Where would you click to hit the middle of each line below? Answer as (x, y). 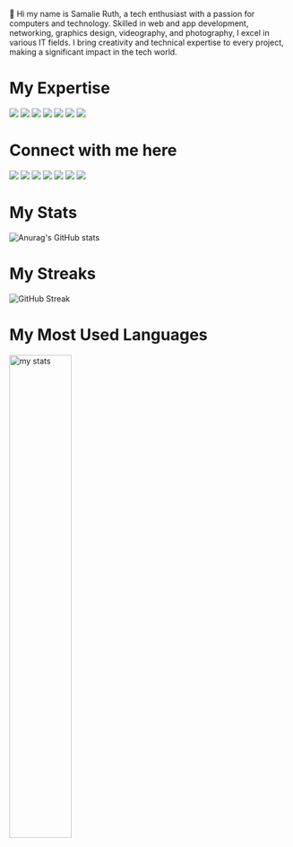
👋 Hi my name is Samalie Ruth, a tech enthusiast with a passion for (132, 14)
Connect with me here (93, 150)
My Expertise (60, 88)
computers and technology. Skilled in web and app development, (129, 23)
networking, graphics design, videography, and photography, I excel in (140, 33)
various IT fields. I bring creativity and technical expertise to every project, (146, 42)
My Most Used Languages (108, 334)
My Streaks (53, 274)
